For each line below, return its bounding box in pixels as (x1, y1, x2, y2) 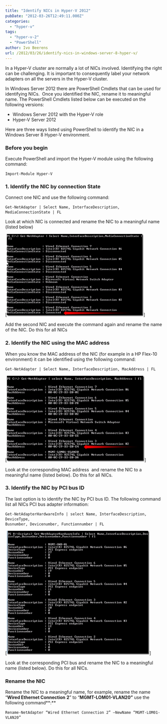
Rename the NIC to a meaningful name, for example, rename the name (5, 689, 151, 695)
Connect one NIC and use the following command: (5, 194, 109, 201)
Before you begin (5, 144, 48, 151)
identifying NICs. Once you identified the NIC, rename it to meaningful (5, 91, 151, 97)
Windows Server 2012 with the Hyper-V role (12, 111, 104, 117)
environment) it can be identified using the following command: (5, 356, 136, 362)
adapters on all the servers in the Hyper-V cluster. (5, 75, 108, 82)
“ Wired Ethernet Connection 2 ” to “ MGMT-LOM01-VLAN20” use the (5, 694, 149, 700)
